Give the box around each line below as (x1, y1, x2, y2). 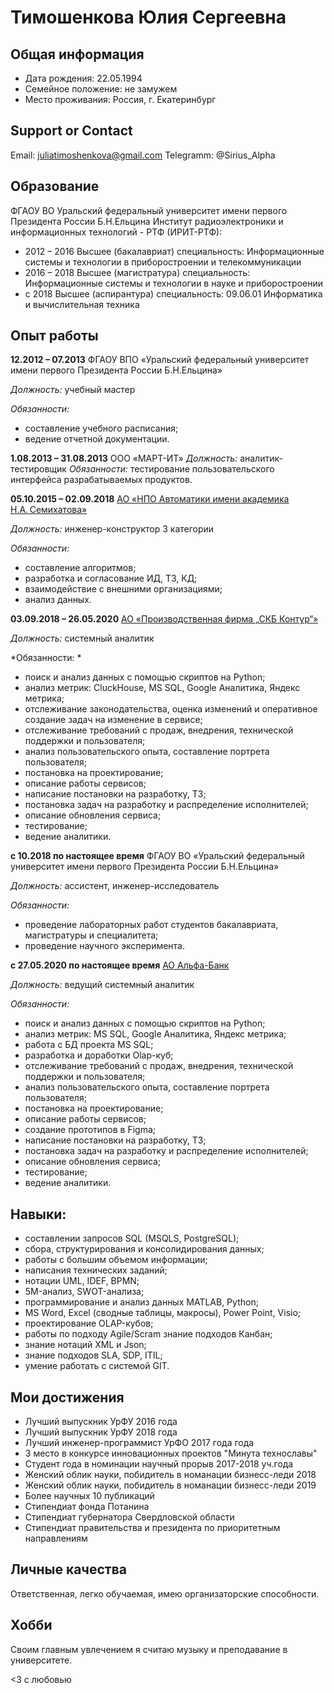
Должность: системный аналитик (10, 632, 155, 645)
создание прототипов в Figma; (24, 1124, 156, 1136)
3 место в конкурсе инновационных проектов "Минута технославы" (24, 1447, 318, 1460)
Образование (10, 178, 100, 195)
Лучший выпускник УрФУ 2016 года (24, 1416, 178, 1428)
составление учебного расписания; (24, 422, 179, 435)
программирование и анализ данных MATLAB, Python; (24, 1296, 259, 1308)
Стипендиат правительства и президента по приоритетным (24, 1522, 281, 1534)
